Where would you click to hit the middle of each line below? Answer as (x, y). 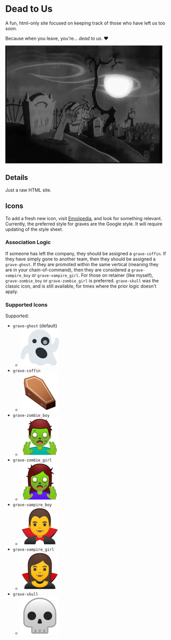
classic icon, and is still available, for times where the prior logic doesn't (81, 286)
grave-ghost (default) (35, 326)
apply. (12, 291)
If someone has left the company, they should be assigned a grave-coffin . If (86, 253)
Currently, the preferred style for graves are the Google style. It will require (84, 224)
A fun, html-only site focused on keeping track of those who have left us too (85, 23)
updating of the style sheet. (34, 229)
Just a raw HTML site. (28, 190)
